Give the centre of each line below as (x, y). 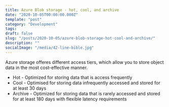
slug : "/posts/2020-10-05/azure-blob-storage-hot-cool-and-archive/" (80, 39)
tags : (11, 29)
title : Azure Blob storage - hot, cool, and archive (62, 10)
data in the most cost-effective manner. (46, 67)
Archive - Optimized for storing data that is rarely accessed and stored (87, 93)
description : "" (22, 43)
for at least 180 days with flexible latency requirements (70, 99)
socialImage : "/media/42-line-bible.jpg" (50, 48)
